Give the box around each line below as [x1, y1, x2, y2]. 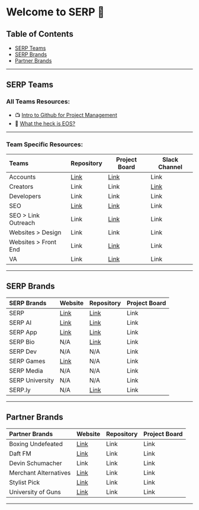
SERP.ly [9, 386, 31, 394]
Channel [158, 163, 182, 171]
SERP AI [9, 318, 32, 327]
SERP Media [9, 366, 43, 375]
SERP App [9, 328, 37, 336]
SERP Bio [9, 337, 35, 346]
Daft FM [9, 449, 31, 457]
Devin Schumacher [9, 459, 62, 467]
